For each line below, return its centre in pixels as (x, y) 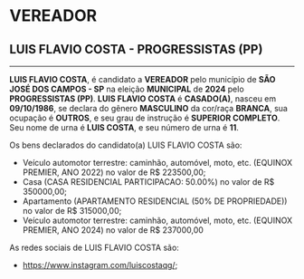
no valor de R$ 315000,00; (72, 211)
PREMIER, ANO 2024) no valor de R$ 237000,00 (113, 230)
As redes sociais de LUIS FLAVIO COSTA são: (94, 247)
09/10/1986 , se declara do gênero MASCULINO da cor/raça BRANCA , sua (148, 108)
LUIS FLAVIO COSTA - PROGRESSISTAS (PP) (136, 49)
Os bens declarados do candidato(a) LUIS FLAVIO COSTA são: (126, 145)
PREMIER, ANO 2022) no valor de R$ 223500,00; (114, 172)
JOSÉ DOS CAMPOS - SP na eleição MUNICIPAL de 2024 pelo (127, 89)
